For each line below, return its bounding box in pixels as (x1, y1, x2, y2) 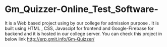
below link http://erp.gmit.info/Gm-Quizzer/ (5, 36, 95, 42)
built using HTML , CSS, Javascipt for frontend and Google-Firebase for (5, 25, 154, 31)
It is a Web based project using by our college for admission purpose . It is (5, 20, 159, 26)
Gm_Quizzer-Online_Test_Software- (5, 3, 158, 15)
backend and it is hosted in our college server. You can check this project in (5, 30, 162, 36)
